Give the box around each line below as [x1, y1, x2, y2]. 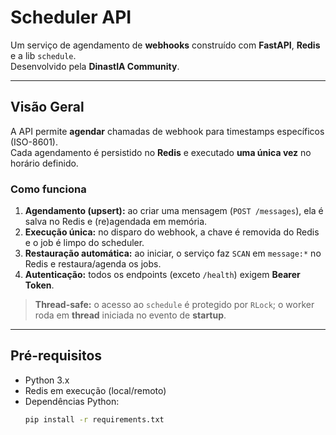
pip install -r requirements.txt [24, 414, 165, 425]
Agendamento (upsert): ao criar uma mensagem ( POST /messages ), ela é [24, 205, 324, 217]
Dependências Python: [24, 395, 120, 407]
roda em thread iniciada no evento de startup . [34, 309, 227, 321]
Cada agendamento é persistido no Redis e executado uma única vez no [10, 146, 312, 158]
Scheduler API [10, 6, 132, 29]
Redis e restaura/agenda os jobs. [24, 258, 162, 270]
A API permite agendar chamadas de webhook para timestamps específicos [10, 125, 325, 137]
